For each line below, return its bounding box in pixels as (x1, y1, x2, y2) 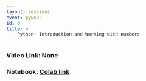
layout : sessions (6, 8, 50, 15)
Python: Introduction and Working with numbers (17, 31, 140, 37)
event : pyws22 (6, 15, 43, 21)
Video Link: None (6, 51, 58, 60)
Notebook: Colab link (6, 67, 70, 76)
